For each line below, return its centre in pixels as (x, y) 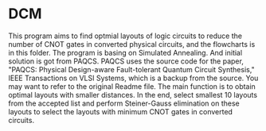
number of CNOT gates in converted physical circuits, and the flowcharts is (132, 44)
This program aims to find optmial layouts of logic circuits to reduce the (125, 36)
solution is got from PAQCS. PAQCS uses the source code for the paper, (126, 61)
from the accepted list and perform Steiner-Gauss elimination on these (124, 103)
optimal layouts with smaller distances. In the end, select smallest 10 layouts (133, 94)
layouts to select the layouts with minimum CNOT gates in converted (121, 111)
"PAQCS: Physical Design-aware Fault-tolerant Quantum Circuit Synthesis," (131, 69)
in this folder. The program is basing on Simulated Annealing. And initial (125, 52)
